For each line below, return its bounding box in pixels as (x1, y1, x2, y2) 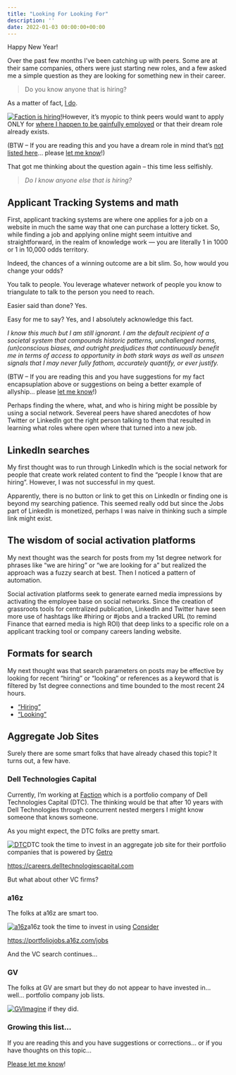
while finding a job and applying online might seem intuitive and (7, 230, 192, 239)
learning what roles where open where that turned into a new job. (7, 424, 197, 432)
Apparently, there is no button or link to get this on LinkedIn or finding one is (7, 492, 228, 500)
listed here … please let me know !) (7, 149, 106, 158)
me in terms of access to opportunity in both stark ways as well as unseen (7, 351, 224, 360)
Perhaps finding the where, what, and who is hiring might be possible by (7, 401, 218, 410)
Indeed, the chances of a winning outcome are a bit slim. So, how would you (7, 259, 229, 268)
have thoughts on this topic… (7, 1046, 92, 1055)
